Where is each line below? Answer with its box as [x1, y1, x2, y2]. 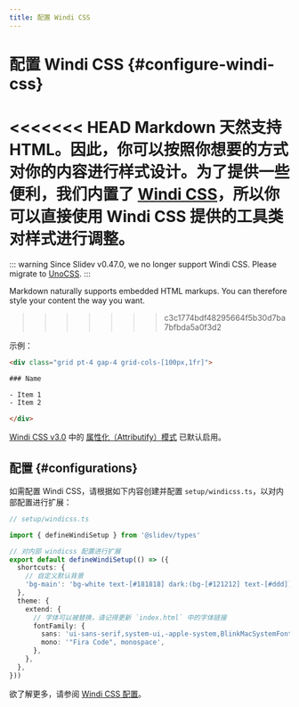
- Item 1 [9, 390, 42, 399]
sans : [41, 629, 62, 638]
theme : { [17, 596, 50, 605]
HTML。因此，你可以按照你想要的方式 [9, 140, 289, 160]
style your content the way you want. [9, 295, 145, 306]
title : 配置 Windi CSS [9, 12, 91, 22]
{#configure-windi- [127, 54, 275, 74]
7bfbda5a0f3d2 [164, 322, 222, 333]
